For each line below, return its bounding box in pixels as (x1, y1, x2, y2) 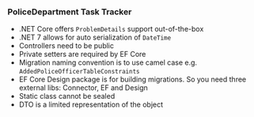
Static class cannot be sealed (18, 92, 116, 101)
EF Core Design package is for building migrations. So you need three (18, 74, 247, 85)
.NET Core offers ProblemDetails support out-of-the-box (18, 25, 204, 34)
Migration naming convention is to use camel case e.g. (18, 58, 198, 67)
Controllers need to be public (18, 41, 114, 51)
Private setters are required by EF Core (18, 50, 146, 59)
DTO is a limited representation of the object (18, 100, 164, 109)
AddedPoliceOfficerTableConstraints (18, 68, 140, 76)
